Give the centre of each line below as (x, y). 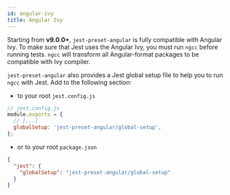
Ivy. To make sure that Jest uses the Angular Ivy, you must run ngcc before (113, 47)
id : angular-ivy (30, 13)
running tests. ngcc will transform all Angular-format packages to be (103, 54)
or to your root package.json (57, 147)
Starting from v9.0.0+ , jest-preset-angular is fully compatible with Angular (115, 39)
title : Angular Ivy (35, 20)
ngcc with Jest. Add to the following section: (70, 82)
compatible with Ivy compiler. (49, 61)
